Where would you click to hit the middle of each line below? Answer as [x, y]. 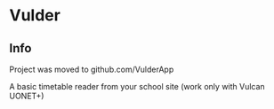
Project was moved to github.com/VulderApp [92, 69]
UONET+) [27, 96]
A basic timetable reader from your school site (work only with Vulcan [137, 86]
